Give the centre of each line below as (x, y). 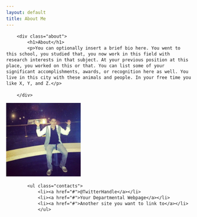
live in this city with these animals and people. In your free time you (99, 77)
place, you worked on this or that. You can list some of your (86, 66)
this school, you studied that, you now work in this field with (88, 54)
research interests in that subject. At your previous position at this (97, 60)
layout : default (26, 12)
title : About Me (26, 19)
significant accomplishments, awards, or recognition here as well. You (97, 71)
